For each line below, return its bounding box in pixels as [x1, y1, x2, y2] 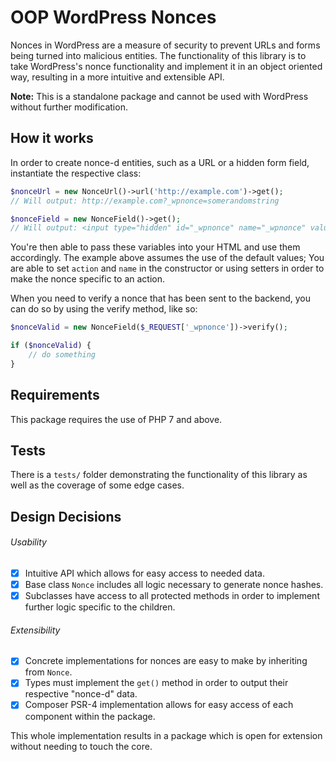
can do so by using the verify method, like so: [10, 303, 198, 315]
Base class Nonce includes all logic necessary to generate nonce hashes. [24, 579, 324, 591]
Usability [10, 536, 47, 548]
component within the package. [24, 710, 156, 722]
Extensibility [10, 624, 61, 636]
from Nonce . [24, 666, 73, 678]
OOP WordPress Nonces [10, 6, 217, 29]
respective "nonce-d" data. [24, 688, 138, 700]
